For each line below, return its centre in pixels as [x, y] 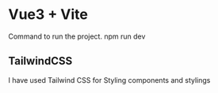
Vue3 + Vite [48, 15]
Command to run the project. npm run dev [77, 36]
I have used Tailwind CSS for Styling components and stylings [109, 80]
